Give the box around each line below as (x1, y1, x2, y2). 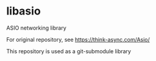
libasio (6, 4, 41, 18)
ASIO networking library (6, 24, 67, 31)
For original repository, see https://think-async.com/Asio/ (6, 36, 151, 43)
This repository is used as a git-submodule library (6, 47, 131, 55)
